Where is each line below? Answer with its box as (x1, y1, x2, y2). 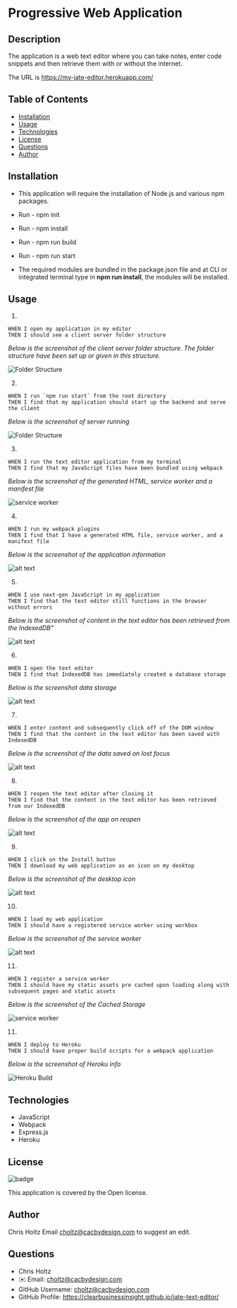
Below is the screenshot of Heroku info (8, 1060, 121, 1068)
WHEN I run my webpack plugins (8, 525, 100, 533)
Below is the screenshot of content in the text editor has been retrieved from (8, 617, 230, 625)
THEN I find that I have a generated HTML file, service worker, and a (8, 532, 223, 539)
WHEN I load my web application (8, 916, 103, 923)
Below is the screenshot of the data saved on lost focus (8, 749, 170, 758)
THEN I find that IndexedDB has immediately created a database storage (8, 671, 226, 678)
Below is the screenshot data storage (8, 684, 117, 692)
